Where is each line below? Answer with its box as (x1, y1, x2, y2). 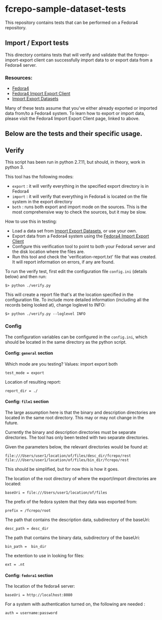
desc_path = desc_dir (5, 526, 49, 531)
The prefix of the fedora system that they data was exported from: (5, 499, 137, 504)
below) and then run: (5, 274, 47, 280)
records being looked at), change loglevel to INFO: (5, 302, 106, 308)
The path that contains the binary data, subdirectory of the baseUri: (5, 535, 140, 541)
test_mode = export (5, 370, 45, 375)
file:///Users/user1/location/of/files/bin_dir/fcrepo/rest (5, 457, 130, 463)
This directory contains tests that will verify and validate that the (5, 52, 133, 58)
